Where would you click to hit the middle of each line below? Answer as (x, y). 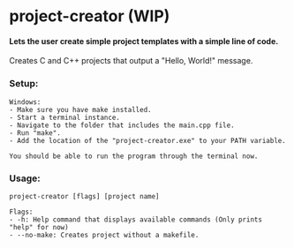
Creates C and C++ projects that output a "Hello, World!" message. (131, 61)
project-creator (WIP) (90, 16)
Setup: (24, 84)
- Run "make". (35, 133)
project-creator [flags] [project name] (85, 196)
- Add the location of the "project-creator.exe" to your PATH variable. (148, 140)
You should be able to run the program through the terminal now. (134, 156)
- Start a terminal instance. (65, 117)
